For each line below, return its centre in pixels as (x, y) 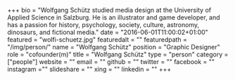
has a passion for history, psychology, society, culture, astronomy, (103, 25)
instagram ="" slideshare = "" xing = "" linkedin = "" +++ (89, 69)
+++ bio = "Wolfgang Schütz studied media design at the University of (109, 10)
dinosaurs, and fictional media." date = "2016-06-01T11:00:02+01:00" (108, 32)
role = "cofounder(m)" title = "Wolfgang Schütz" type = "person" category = (118, 54)
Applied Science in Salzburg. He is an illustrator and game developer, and (114, 17)
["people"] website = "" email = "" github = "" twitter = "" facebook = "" (111, 62)
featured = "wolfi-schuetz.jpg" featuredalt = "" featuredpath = (97, 40)
